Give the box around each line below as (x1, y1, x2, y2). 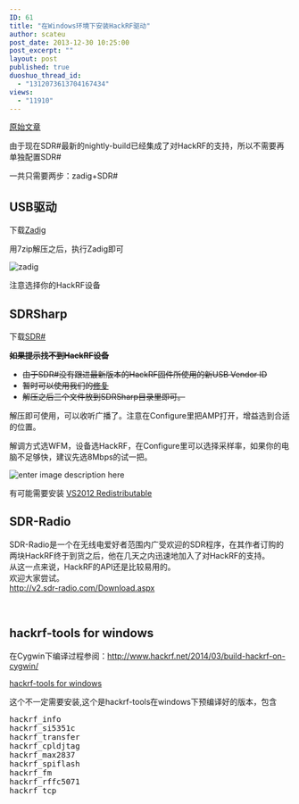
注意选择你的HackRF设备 (9, 280, 101, 291)
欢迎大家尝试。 (9, 572, 64, 583)
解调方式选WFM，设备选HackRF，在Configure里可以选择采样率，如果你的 (9, 441, 282, 451)
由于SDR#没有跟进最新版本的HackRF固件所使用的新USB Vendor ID (21, 369, 268, 379)
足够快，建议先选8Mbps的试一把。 (24, 452, 153, 462)
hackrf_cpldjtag (9, 741, 80, 750)
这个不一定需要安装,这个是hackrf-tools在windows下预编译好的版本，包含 (9, 696, 278, 707)
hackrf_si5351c (9, 723, 76, 733)
